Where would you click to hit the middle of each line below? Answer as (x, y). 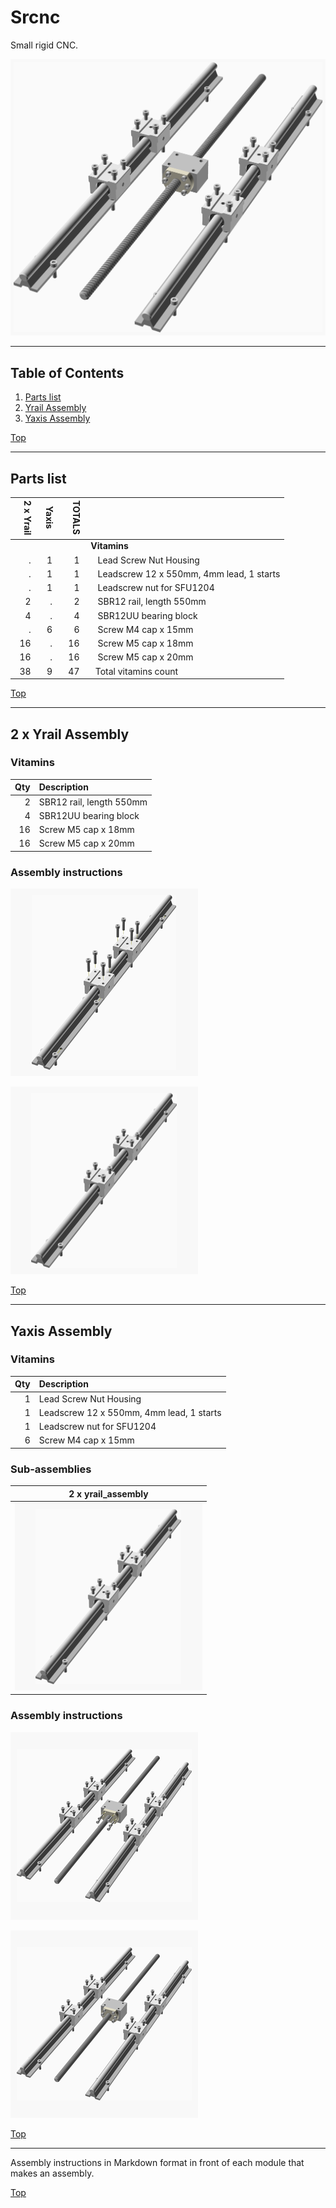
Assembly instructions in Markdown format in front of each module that (157, 2162)
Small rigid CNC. (44, 45)
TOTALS (77, 517)
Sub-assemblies (51, 1469)
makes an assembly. (52, 2173)
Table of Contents (67, 372)
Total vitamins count (136, 671)
